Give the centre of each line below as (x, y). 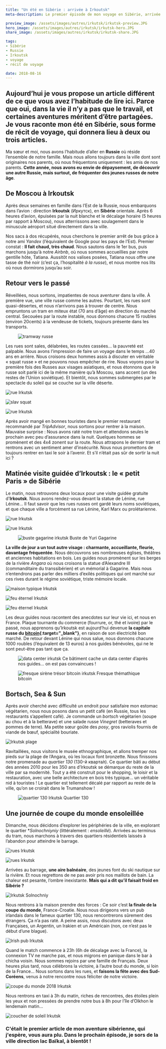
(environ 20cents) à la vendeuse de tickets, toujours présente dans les (77, 321)
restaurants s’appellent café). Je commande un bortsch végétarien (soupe (81, 716)
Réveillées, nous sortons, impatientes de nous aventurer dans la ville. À (78, 295)
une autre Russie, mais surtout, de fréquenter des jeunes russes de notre (82, 173)
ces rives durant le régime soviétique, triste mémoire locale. (66, 579)
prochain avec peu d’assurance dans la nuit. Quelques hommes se (73, 437)
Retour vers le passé (38, 283)
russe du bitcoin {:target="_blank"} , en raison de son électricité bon (76, 633)
